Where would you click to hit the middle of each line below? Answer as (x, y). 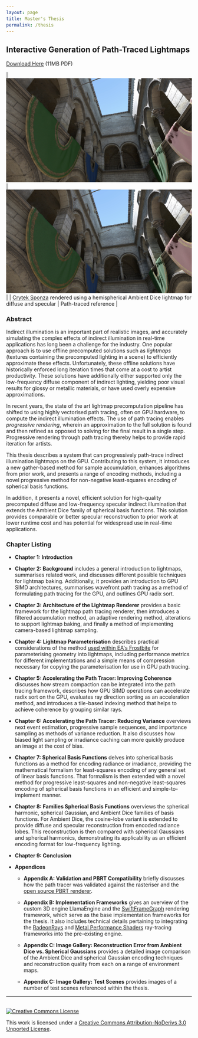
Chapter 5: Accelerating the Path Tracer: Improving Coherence (93, 678)
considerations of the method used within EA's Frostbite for (87, 648)
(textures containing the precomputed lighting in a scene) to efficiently (92, 357)
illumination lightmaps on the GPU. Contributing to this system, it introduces (98, 461)
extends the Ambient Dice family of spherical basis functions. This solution (97, 510)
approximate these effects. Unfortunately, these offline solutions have (91, 364)
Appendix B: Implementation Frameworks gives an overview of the (106, 902)
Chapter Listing (29, 544)
